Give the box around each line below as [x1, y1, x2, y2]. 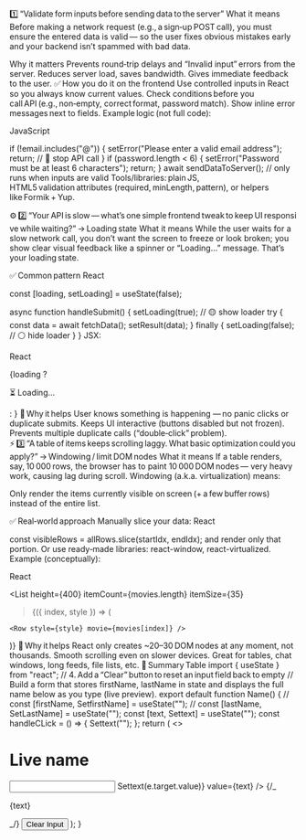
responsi [263, 210, 297, 220]
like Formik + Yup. [9, 192, 75, 202]
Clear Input [26, 819, 64, 829]
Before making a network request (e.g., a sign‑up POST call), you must [9, 22, 272, 32]
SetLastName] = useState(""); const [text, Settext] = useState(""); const [9, 708, 280, 718]
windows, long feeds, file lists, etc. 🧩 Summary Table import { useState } [9, 660, 280, 670]
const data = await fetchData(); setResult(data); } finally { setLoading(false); [9, 320, 295, 330]
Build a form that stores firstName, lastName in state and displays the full [9, 679, 285, 689]
